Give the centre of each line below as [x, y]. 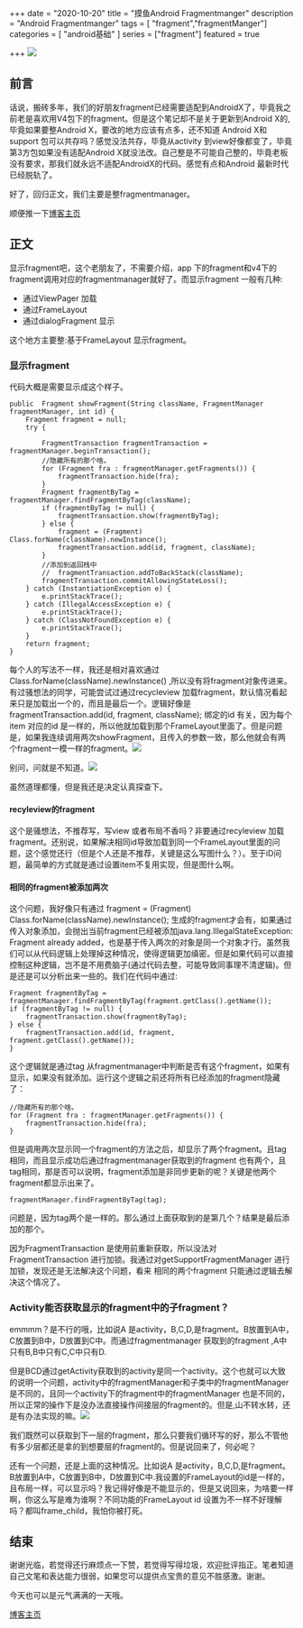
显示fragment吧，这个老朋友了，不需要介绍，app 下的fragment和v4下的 [143, 268]
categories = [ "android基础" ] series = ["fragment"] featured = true [134, 34]
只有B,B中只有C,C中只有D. [58, 1351]
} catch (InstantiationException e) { [98, 589]
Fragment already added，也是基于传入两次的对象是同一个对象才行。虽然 [146, 942]
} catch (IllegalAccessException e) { [98, 604]
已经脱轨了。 [33, 175]
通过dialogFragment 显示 [69, 320]
